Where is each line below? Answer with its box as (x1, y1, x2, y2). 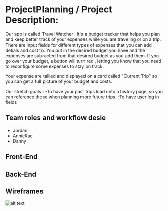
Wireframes (5, 187, 44, 195)
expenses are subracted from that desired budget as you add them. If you (5, 52, 159, 59)
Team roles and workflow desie (5, 114, 106, 122)
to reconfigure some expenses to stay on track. (5, 63, 104, 69)
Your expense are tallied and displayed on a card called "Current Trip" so (5, 73, 158, 79)
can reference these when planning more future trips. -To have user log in (5, 94, 159, 100)
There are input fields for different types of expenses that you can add (5, 41, 152, 48)
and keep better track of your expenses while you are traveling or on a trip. (5, 36, 161, 43)
